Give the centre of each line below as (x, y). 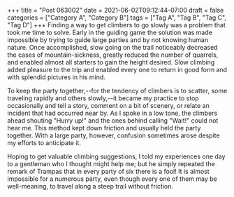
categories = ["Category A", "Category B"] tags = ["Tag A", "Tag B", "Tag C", (117, 18)
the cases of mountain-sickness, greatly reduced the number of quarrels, (113, 55)
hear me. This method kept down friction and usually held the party (104, 128)
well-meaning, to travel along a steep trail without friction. (90, 186)
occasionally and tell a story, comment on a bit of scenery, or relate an (108, 106)
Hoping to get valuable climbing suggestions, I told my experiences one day (116, 156)
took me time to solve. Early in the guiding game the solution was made (110, 32)
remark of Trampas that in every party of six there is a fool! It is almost (108, 171)
